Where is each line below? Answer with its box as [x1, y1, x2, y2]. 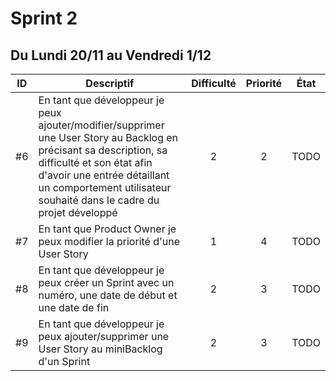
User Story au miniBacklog [38, 342, 163, 356]
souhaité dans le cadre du [38, 193, 160, 207]
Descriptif [85, 77, 135, 90]
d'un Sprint [38, 355, 91, 368]
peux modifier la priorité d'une [38, 235, 181, 248]
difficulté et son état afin [38, 156, 153, 169]
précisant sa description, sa [38, 143, 168, 157]
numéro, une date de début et [38, 288, 178, 302]
